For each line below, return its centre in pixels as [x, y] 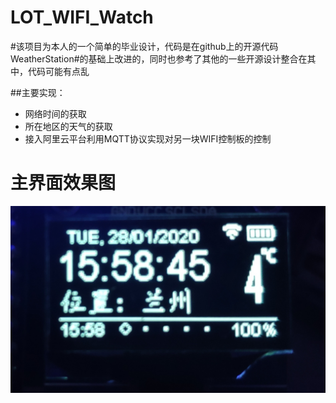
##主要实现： [38, 92]
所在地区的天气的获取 [68, 126]
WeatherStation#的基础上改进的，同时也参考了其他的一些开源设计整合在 [159, 58]
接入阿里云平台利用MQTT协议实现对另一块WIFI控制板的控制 [148, 138]
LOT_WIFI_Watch [82, 17]
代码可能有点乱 [58, 71]
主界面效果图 [63, 183]
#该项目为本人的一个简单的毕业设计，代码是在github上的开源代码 [144, 46]
